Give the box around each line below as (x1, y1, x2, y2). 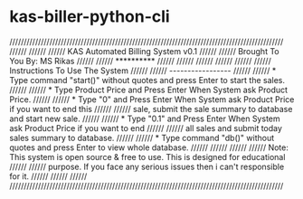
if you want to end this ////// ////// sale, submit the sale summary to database (9, 103, 293, 114)
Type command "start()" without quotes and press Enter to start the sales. (9, 74, 285, 85)
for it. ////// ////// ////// (9, 170, 88, 182)
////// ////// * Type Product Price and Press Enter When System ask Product (9, 84, 288, 95)
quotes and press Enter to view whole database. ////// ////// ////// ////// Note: (9, 142, 289, 153)
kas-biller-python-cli (9, 6, 170, 27)
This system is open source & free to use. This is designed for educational (9, 151, 286, 162)
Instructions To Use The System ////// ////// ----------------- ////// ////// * (9, 65, 277, 76)
